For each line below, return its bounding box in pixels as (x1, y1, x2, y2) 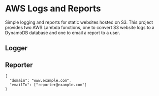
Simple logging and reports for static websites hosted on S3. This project (5, 19, 153, 25)
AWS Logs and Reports (5, 3, 101, 14)
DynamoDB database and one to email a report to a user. (5, 30, 120, 35)
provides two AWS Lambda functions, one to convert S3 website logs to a (5, 24, 155, 30)
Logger (5, 44, 28, 52)
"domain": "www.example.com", (9, 78, 71, 83)
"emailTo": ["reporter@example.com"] (9, 82, 87, 88)
